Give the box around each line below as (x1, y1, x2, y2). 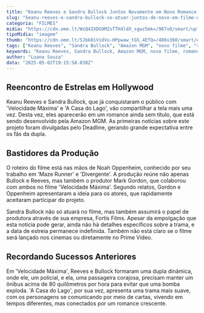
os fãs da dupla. (6, 130, 47, 138)
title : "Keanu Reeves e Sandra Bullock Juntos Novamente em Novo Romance (6, 8, 197, 15)
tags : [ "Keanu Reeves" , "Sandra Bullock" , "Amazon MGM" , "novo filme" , (6, 43, 191, 49)
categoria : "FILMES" (6, 20, 59, 26)
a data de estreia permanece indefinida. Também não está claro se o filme (6, 227, 192, 235)
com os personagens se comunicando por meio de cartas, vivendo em (6, 293, 183, 300)
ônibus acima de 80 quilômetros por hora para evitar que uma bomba (6, 280, 180, 288)
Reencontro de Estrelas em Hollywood (6, 82, 154, 92)
